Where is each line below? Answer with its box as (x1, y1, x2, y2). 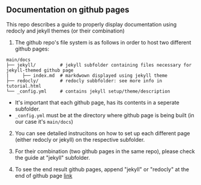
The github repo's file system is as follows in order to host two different (14, 38, 191, 46)
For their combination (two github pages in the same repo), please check (14, 147, 195, 155)
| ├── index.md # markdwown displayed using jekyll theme (6, 72, 168, 79)
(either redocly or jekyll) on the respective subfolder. (14, 136, 145, 143)
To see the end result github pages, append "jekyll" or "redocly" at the (14, 165, 190, 173)
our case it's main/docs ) (14, 118, 74, 125)
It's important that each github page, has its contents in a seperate (14, 99, 180, 106)
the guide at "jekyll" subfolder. (14, 154, 90, 161)
